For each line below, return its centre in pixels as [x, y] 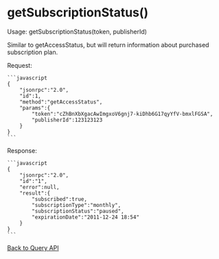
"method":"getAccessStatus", [61, 102]
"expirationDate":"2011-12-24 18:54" [85, 217]
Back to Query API [33, 247]
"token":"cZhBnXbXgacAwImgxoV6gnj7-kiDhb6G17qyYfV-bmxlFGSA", [123, 114]
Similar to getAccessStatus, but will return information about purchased [108, 45]
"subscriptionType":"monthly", [77, 205]
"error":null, [39, 187]
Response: [22, 150]
